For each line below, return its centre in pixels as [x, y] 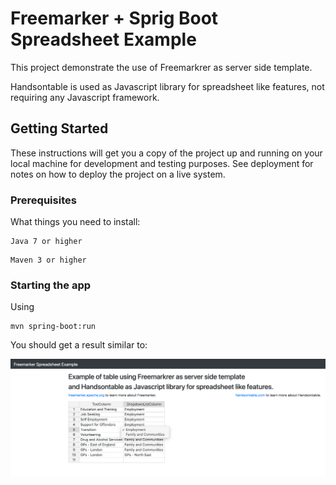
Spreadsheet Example [103, 39]
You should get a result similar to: [79, 345]
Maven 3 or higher [48, 260]
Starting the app [51, 285]
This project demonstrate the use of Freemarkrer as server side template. [161, 67]
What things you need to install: [75, 222]
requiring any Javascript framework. [85, 97]
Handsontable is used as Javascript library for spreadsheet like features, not [167, 86]
